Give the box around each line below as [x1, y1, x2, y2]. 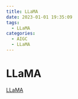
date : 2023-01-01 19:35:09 [6, 14, 73, 20]
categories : [6, 31, 35, 37]
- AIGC [11, 36, 28, 42]
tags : [6, 19, 19, 25]
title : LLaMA [6, 8, 38, 15]
